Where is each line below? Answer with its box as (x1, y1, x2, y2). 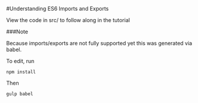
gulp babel (6, 91, 33, 97)
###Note (6, 28, 29, 35)
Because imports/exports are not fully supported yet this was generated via (6, 40, 193, 46)
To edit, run (6, 58, 35, 64)
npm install (6, 69, 36, 75)
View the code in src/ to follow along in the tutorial (6, 17, 130, 23)
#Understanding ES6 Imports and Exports (6, 5, 109, 12)
